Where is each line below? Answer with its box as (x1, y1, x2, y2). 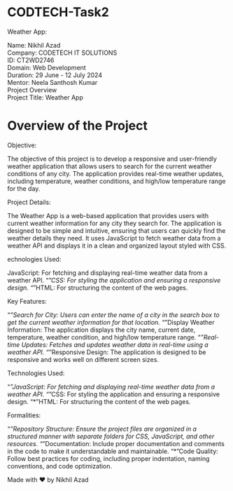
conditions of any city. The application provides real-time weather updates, (7, 169, 224, 177)
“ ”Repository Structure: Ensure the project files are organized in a (7, 424, 197, 433)
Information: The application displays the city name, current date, (7, 325, 196, 334)
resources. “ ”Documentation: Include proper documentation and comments (7, 439, 225, 448)
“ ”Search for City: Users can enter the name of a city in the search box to (7, 310, 220, 319)
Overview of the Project (7, 118, 148, 134)
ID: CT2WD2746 (7, 55, 55, 64)
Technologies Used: (7, 369, 65, 377)
